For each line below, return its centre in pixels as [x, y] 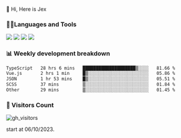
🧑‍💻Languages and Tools [41, 24]
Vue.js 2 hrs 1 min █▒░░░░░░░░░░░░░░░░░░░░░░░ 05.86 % [91, 74]
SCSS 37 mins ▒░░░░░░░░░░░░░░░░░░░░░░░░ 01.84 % [91, 85]
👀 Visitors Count [30, 105]
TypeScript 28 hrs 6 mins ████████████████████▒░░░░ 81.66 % [91, 68]
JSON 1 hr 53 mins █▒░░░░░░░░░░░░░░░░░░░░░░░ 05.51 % [91, 79]
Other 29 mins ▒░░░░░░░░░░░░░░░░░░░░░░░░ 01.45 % [91, 90]
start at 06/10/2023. [30, 129]
